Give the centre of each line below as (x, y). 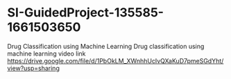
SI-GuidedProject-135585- (86, 13)
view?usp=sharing (34, 68)
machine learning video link (46, 54)
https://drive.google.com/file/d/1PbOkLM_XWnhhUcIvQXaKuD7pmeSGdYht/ (115, 60)
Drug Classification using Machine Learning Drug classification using (106, 46)
